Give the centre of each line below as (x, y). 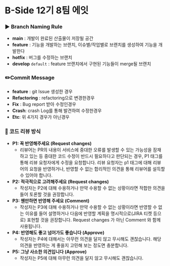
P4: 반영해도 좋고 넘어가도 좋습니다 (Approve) (58, 233)
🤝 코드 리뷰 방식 (23, 131)
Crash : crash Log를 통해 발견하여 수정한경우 (57, 111)
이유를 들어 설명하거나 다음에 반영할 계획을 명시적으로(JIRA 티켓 (89, 214)
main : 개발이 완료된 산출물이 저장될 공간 (53, 38)
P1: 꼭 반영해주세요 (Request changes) (52, 144)
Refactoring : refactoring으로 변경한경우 (53, 98)
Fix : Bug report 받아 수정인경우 (44, 104)
